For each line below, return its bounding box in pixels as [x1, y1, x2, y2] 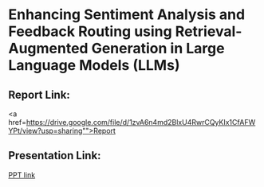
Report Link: [8, 88, 70, 101]
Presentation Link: [8, 149, 101, 162]
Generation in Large [91, 40, 225, 57]
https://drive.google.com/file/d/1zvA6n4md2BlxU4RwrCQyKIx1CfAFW [26, 118, 256, 127]
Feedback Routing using [8, 22, 173, 41]
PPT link [8, 169, 36, 180]
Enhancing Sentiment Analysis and [8, 6, 246, 24]
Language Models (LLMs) [8, 56, 180, 75]
